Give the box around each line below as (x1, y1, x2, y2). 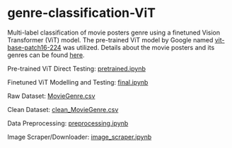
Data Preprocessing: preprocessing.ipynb (7, 118, 129, 128)
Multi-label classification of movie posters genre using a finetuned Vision (7, 28, 221, 37)
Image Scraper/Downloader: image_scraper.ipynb (7, 132, 152, 141)
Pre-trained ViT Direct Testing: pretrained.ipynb (7, 64, 146, 73)
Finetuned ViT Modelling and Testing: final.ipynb (7, 78, 149, 86)
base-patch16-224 (7, 43, 62, 51)
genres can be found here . (7, 51, 85, 59)
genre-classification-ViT (7, 5, 156, 21)
